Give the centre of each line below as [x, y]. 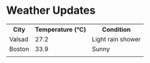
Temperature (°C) [61, 29]
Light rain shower [116, 39]
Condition [116, 29]
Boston [19, 49]
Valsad [19, 39]
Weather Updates [51, 10]
